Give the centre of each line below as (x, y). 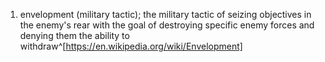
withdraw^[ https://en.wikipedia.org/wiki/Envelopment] (131, 46)
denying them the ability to (74, 35)
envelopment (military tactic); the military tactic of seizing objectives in (165, 14)
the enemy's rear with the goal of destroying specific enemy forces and (167, 25)
